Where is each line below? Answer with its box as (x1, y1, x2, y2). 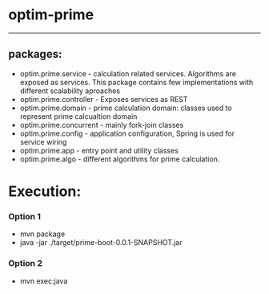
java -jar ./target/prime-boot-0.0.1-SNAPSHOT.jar (19, 238, 183, 247)
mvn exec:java (19, 276, 68, 286)
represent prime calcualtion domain (19, 111, 138, 121)
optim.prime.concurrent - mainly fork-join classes (19, 120, 184, 129)
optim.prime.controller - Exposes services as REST (19, 94, 188, 104)
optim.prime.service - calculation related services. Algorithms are (19, 68, 236, 78)
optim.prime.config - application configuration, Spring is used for (19, 129, 235, 138)
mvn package (19, 229, 66, 239)
